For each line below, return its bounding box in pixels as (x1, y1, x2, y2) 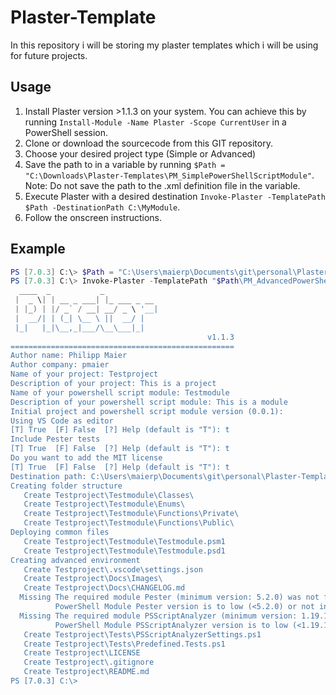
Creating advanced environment (10, 555, 141, 565)
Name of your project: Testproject (10, 369, 159, 380)
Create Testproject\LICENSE (23, 648, 141, 658)
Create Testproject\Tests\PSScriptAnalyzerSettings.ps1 (23, 629, 262, 640)
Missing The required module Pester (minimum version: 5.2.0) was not (19, 592, 320, 603)
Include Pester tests (10, 434, 101, 445)
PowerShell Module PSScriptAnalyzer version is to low (54, 620, 288, 630)
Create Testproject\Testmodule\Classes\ (23, 490, 195, 500)
